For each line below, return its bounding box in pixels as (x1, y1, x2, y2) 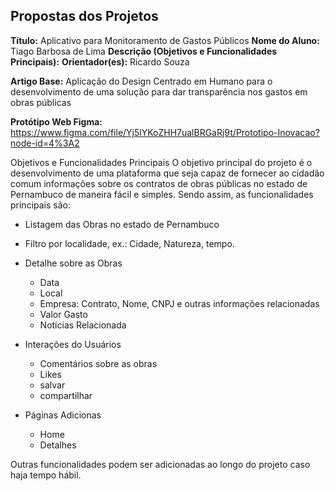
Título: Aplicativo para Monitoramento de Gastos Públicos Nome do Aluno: (10, 34, 320, 46)
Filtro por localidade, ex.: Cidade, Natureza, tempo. (24, 237, 235, 249)
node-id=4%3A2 (10, 137, 80, 149)
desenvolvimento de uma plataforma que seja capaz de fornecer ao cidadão (10, 167, 325, 179)
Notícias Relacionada (39, 319, 127, 331)
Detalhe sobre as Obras (24, 257, 123, 269)
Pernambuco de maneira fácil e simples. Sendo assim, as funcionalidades (10, 188, 314, 200)
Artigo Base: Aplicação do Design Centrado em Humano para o (10, 75, 273, 87)
